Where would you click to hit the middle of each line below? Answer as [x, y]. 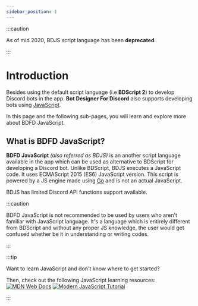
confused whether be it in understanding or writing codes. [78, 234]
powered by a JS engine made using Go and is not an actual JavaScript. [94, 181]
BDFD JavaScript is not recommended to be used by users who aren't [92, 215]
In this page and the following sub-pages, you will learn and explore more [96, 116]
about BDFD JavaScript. [36, 122]
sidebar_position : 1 [32, 12]
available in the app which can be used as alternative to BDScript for [90, 162]
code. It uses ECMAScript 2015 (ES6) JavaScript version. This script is [92, 174]
